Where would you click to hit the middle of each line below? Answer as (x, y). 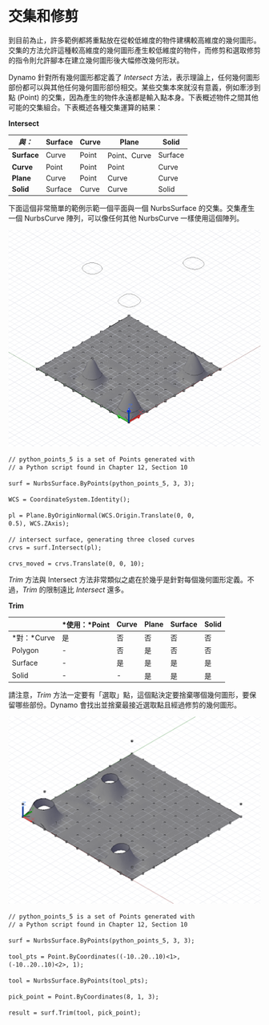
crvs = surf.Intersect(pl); (55, 548)
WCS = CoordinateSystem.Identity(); (69, 500)
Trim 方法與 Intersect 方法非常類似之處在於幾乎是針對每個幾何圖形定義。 (128, 580)
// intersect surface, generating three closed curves (102, 540)
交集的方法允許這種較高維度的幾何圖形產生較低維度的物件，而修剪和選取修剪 (134, 50)
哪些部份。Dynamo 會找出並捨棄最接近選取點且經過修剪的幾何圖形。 (128, 705)
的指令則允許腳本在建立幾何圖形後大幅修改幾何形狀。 (96, 60)
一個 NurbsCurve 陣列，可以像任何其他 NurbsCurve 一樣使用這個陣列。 (126, 218)
